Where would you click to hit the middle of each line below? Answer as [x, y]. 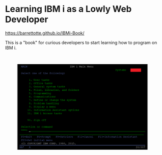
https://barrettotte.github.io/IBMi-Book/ [45, 33]
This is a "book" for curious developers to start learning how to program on [81, 42]
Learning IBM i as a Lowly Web [68, 9]
